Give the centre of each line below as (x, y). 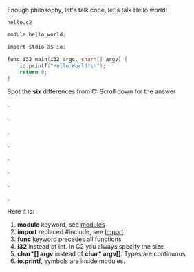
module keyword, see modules (61, 225)
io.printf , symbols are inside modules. (71, 261)
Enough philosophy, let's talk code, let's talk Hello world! (87, 10)
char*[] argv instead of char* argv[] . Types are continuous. (102, 254)
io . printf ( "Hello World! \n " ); (63, 66)
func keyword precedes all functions (69, 239)
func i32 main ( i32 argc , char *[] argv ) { (67, 59)
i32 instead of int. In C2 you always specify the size (90, 247)
